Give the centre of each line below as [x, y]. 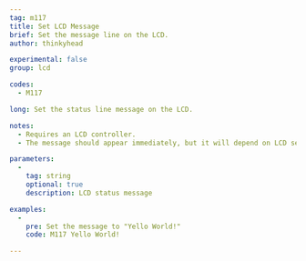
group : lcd [30, 68]
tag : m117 [28, 18]
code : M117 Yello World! [73, 235]
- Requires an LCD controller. [77, 134]
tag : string [48, 176]
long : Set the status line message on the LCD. [102, 109]
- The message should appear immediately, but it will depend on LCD [152, 143]
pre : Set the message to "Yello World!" [103, 226]
